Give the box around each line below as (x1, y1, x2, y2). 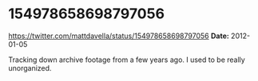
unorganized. (8, 63, 52, 72)
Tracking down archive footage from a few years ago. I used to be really (8, 55, 245, 64)
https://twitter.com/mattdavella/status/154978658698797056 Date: (8, 31, 229, 40)
